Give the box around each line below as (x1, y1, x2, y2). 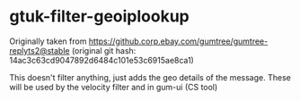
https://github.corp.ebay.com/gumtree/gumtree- (88, 36, 269, 46)
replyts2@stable (9, 45, 70, 55)
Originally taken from (9, 36, 87, 46)
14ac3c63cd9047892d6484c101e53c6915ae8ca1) (9, 55, 195, 65)
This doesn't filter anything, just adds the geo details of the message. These (9, 72, 292, 82)
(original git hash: (71, 45, 137, 55)
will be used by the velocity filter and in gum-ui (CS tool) (9, 81, 218, 92)
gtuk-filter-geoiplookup (9, 6, 190, 27)
